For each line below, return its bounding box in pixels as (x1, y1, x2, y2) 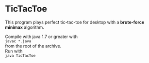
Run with (5, 48, 23, 54)
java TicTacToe (5, 53, 36, 58)
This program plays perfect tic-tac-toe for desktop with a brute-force (5, 19, 145, 25)
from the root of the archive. (5, 43, 62, 49)
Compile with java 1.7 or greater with (5, 34, 78, 39)
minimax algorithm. (5, 24, 45, 30)
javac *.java (5, 38, 32, 44)
